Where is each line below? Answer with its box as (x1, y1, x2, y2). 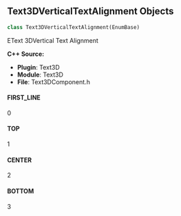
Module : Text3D (17, 70, 64, 79)
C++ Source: (7, 50, 45, 58)
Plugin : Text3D (17, 63, 60, 71)
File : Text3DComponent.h (17, 77, 91, 86)
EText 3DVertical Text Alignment (7, 36, 98, 44)
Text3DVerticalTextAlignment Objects (7, 6, 174, 17)
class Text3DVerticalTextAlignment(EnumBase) (7, 23, 140, 30)
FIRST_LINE (7, 93, 41, 102)
